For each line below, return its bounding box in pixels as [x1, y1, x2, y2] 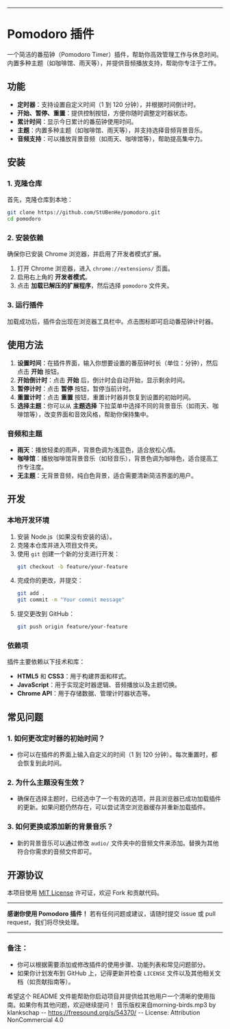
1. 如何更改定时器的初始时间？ [7, 733, 105, 743]
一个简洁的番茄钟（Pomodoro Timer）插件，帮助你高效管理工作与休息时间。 [7, 50, 222, 58]
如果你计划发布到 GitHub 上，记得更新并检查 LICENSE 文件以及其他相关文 [16, 969, 221, 977]
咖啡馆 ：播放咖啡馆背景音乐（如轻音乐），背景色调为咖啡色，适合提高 [16, 454, 212, 462]
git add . [16, 590, 46, 597]
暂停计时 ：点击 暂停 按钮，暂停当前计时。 [16, 384, 135, 392]
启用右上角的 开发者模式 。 [16, 273, 91, 281]
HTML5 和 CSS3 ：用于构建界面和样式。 [16, 672, 130, 681]
